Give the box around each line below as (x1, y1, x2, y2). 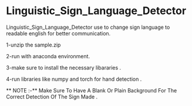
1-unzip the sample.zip (6, 41, 61, 48)
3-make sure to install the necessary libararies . (6, 64, 122, 71)
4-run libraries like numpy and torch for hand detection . (6, 75, 142, 82)
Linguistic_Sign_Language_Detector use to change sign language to (6, 24, 170, 31)
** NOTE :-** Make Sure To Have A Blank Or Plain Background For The (6, 87, 177, 94)
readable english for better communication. (6, 29, 111, 37)
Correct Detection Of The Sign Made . (6, 93, 98, 100)
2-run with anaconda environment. (6, 52, 90, 59)
